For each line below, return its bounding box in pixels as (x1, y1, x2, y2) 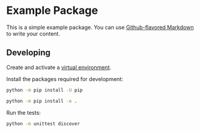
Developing (6, 48, 50, 58)
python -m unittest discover (6, 120, 80, 127)
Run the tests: (6, 109, 41, 116)
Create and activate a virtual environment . (6, 63, 111, 71)
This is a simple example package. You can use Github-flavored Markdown (6, 24, 194, 31)
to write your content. (6, 30, 61, 37)
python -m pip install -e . (6, 98, 78, 104)
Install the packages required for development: (6, 75, 123, 82)
